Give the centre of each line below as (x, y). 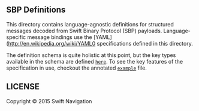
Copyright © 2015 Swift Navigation (49, 101)
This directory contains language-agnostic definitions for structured (90, 24)
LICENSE (23, 87)
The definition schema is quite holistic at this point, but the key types (91, 55)
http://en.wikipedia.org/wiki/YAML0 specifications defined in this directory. (100, 43)
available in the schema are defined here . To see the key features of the (95, 61)
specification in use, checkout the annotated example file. (76, 68)
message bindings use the (60, 37)
